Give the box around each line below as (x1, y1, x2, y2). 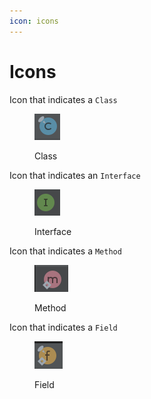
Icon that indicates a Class (9, 93, 118, 105)
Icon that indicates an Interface (9, 169, 141, 181)
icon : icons (9, 16, 59, 26)
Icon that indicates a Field (9, 321, 118, 333)
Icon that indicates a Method (9, 245, 122, 257)
